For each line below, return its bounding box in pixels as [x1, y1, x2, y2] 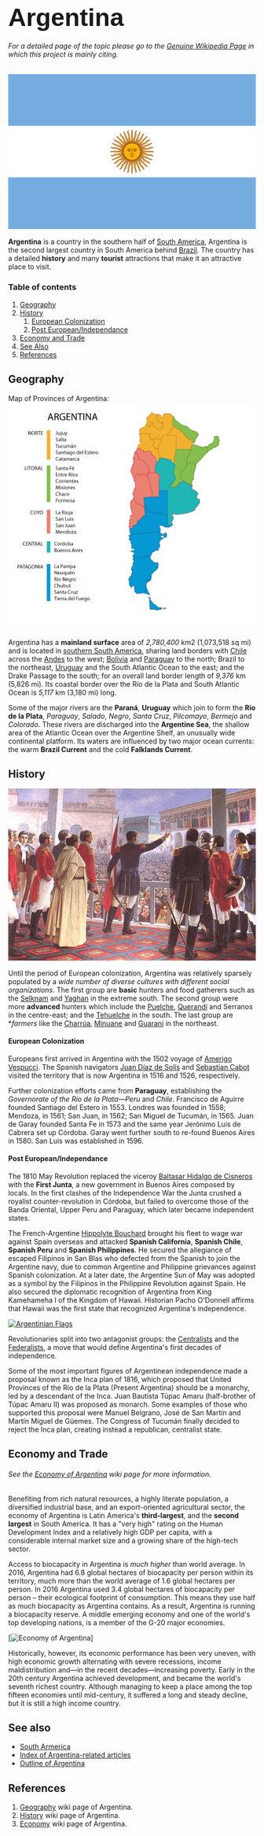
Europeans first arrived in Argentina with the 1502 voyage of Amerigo [8, 1053, 233, 1064]
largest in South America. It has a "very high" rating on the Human [8, 1519, 224, 1528]
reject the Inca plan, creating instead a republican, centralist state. [8, 1425, 222, 1434]
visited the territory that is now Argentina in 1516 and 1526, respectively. [8, 1071, 240, 1080]
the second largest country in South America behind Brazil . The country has [8, 245, 255, 255]
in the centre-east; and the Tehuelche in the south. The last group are [8, 1010, 233, 1019]
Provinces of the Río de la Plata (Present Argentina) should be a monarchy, [8, 1383, 250, 1392]
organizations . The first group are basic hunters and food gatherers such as [8, 985, 255, 994]
